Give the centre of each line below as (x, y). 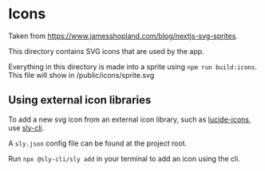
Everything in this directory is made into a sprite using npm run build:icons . (133, 66)
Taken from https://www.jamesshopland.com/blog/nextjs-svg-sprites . (123, 36)
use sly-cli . (26, 127)
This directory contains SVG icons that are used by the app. (107, 51)
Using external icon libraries (80, 100)
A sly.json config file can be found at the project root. (98, 143)
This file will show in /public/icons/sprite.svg (81, 75)
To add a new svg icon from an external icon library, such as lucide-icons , (130, 119)
